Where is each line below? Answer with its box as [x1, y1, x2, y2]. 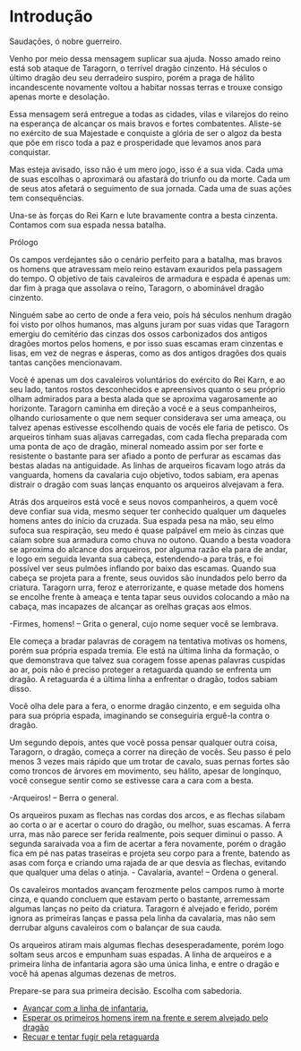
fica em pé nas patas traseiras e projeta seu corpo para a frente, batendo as [9, 848, 291, 859]
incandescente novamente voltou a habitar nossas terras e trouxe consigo [9, 81, 284, 92]
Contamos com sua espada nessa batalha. [9, 219, 167, 230]
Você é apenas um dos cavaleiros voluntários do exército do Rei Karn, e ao [9, 374, 286, 385]
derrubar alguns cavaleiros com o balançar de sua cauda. [9, 922, 222, 933]
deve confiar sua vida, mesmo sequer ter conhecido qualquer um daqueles [9, 506, 287, 517]
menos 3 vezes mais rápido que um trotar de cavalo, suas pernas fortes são [9, 756, 290, 766]
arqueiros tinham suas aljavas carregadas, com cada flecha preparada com [9, 432, 288, 442]
